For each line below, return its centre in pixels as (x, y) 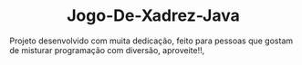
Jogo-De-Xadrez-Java (153, 16)
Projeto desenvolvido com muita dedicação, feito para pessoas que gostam (151, 41)
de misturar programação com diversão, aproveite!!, (107, 50)
